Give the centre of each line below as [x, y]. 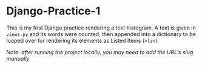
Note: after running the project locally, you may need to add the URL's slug [100, 52]
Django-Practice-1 [53, 11]
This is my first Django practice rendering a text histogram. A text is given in [101, 28]
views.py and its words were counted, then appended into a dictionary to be [101, 34]
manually [18, 58]
